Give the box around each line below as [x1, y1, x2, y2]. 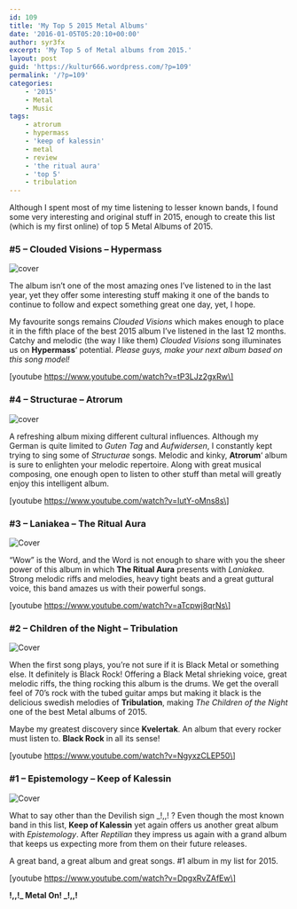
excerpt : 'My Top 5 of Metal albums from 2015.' [9, 46, 192, 55]
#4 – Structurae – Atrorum [9, 394, 123, 406]
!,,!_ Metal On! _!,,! [9, 889, 78, 900]
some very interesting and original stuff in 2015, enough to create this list [9, 212, 276, 223]
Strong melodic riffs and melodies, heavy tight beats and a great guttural [9, 574, 275, 584]
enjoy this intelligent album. [9, 478, 109, 489]
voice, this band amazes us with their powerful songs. [9, 583, 207, 594]
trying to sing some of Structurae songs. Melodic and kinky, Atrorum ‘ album [9, 450, 288, 460]
